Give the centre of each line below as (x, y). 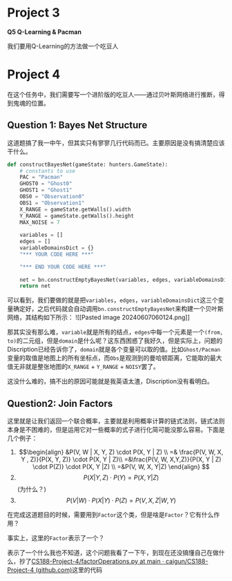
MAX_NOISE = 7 (40, 222)
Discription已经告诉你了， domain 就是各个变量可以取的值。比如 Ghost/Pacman (114, 350)
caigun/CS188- (187, 562)
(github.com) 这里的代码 (69, 570)
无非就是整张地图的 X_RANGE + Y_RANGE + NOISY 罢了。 (86, 367)
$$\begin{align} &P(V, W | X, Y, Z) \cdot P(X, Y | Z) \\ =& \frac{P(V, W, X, (121, 452)
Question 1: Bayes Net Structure (77, 125)
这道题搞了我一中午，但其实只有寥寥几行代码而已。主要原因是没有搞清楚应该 (116, 142)
